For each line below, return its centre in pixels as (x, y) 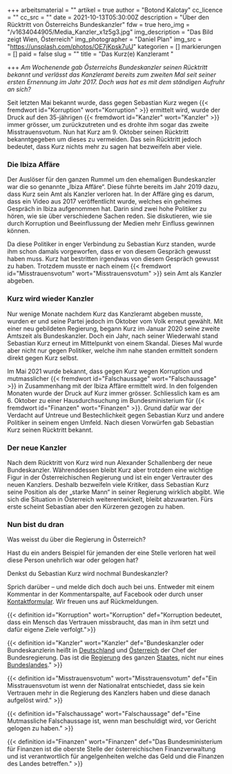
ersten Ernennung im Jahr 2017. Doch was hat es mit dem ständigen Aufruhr (116, 82)
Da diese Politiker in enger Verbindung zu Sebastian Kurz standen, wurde (112, 244)
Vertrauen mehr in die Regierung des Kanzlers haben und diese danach (109, 693)
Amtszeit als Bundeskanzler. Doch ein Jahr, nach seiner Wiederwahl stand (113, 336)
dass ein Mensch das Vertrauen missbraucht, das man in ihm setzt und (108, 622)
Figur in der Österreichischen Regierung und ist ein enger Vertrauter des (110, 477)
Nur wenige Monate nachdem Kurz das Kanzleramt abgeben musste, (105, 314)
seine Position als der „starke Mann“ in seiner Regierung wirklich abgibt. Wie (116, 492)
